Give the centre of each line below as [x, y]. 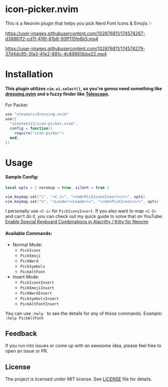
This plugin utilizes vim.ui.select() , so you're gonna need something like [84, 88]
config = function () [31, 128]
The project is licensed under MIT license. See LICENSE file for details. [79, 379]
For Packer [16, 105]
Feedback [21, 334]
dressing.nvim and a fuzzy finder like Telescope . [58, 94]
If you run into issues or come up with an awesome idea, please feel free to [83, 346]
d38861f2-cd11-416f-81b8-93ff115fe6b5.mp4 [52, 38]
